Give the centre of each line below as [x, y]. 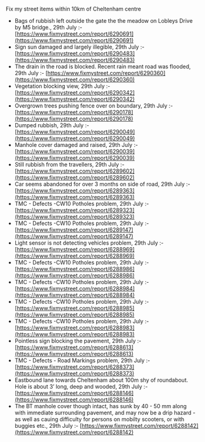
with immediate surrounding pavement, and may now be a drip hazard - [105, 412]
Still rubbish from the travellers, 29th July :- [69, 164]
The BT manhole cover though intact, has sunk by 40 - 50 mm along [101, 406]
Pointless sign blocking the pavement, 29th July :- [78, 341]
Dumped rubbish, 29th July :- [52, 125]
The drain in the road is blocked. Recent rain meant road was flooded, [102, 66]
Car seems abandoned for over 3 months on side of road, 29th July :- [102, 184]
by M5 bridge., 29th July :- [48, 27]
